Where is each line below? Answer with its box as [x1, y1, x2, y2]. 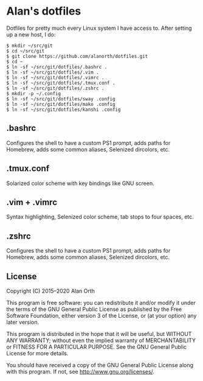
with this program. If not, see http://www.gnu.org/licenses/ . [6, 368, 155, 375]
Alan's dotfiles [6, 4, 81, 18]
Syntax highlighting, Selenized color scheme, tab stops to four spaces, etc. [6, 213, 194, 220]
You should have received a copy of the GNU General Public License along [6, 362, 193, 369]
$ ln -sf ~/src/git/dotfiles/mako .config [6, 101, 115, 107]
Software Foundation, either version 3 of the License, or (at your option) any [6, 312, 197, 319]
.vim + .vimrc [6, 197, 58, 208]
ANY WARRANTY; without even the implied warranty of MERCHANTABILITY [6, 337, 196, 344]
